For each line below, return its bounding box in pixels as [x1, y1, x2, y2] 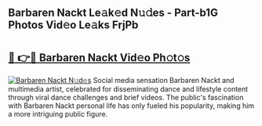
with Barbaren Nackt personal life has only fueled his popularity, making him [8, 101, 255, 110]
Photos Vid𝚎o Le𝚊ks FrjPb [8, 19, 139, 32]
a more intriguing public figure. [8, 110, 108, 118]
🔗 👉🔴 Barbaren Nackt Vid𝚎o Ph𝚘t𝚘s [8, 51, 191, 64]
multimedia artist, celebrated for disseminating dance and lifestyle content [8, 85, 249, 93]
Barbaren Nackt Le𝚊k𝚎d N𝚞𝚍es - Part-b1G [8, 6, 218, 20]
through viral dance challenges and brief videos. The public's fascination [8, 93, 244, 102]
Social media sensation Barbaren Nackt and [93, 76, 235, 85]
